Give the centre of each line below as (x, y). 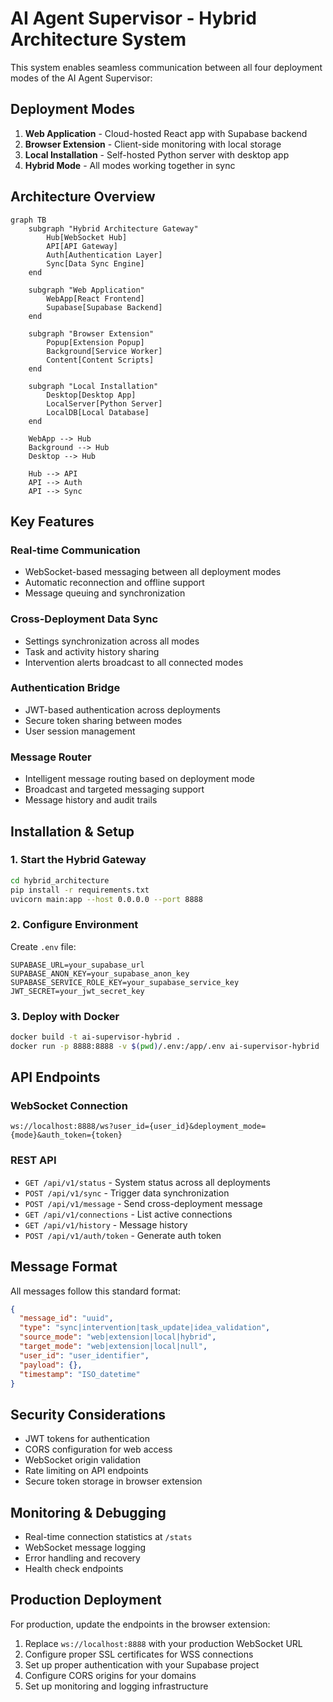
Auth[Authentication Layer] (104, 255)
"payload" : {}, (51, 1365)
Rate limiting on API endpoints (86, 1471)
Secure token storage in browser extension (113, 1481)
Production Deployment (86, 1600)
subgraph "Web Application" (86, 290)
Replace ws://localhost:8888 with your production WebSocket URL (163, 1643)
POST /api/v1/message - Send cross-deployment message (143, 1203)
